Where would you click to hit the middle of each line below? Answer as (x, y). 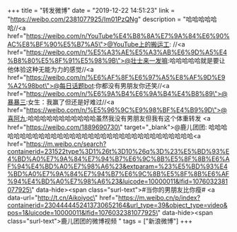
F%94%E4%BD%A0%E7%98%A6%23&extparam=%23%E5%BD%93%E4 (117, 166)
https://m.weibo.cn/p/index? (159, 197)
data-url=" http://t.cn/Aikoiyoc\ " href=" (63, 197)
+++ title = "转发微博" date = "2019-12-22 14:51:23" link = (91, 10)
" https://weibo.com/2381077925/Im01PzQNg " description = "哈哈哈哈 (109, 19)
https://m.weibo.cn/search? (66, 144)
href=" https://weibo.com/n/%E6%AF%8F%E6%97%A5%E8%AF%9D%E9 (116, 77)
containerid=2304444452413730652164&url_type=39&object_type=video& (117, 205)
